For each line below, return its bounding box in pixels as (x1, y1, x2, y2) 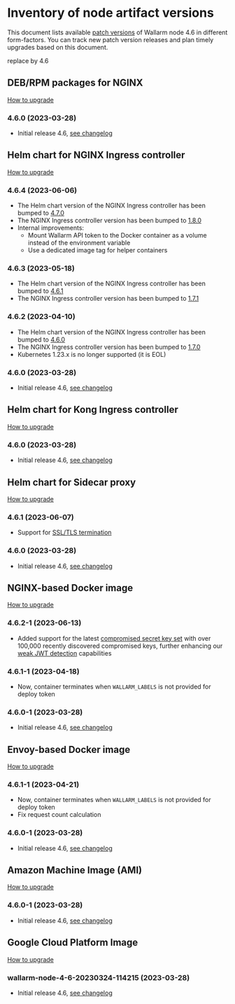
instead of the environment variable (27, 238, 131, 247)
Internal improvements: (17, 224, 85, 232)
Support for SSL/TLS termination (17, 528, 112, 537)
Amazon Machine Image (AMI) (7, 864, 142, 876)
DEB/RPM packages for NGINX (7, 77, 143, 89)
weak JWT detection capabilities (17, 649, 112, 657)
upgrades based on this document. (7, 43, 108, 51)
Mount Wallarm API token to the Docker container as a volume (27, 231, 208, 240)
